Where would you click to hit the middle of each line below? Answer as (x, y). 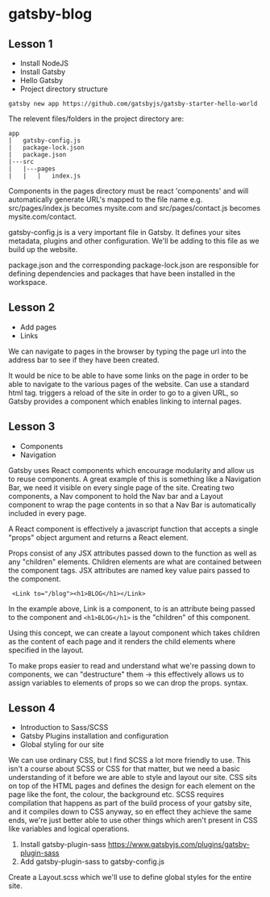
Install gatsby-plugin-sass (63, 845)
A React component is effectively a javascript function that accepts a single (134, 529)
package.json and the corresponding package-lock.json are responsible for (134, 265)
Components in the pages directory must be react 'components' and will (129, 191)
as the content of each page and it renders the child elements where (122, 641)
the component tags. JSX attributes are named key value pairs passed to (129, 570)
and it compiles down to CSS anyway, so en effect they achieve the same (130, 811)
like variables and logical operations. (69, 829)
